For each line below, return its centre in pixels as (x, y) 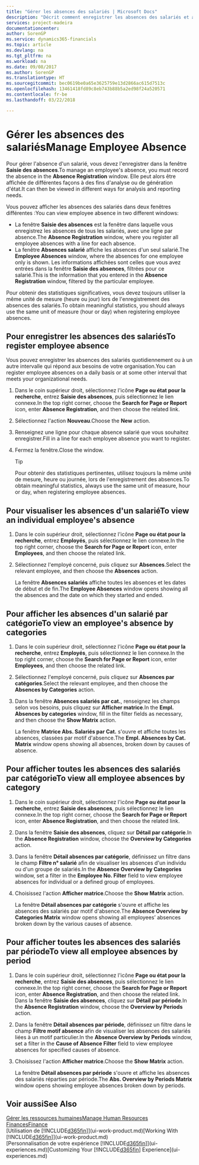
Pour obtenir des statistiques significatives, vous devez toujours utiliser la (96, 293)
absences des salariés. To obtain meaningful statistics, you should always (95, 305)
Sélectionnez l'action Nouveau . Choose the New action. (82, 421)
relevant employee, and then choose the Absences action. (86, 571)
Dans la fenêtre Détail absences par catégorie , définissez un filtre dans (102, 856)
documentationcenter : (33, 28)
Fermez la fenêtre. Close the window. (59, 450)
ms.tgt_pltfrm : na (29, 56)
